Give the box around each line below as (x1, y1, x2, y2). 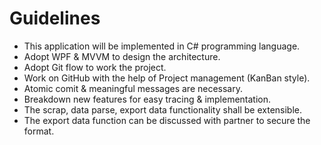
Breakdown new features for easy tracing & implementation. (23, 93, 272, 105)
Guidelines (9, 7, 101, 30)
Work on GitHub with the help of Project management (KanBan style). (23, 72, 311, 84)
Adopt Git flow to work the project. (23, 61, 167, 73)
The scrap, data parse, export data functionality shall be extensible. (23, 103, 303, 116)
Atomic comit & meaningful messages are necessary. (23, 82, 244, 94)
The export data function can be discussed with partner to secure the (23, 114, 311, 126)
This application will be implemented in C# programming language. (23, 40, 301, 52)
